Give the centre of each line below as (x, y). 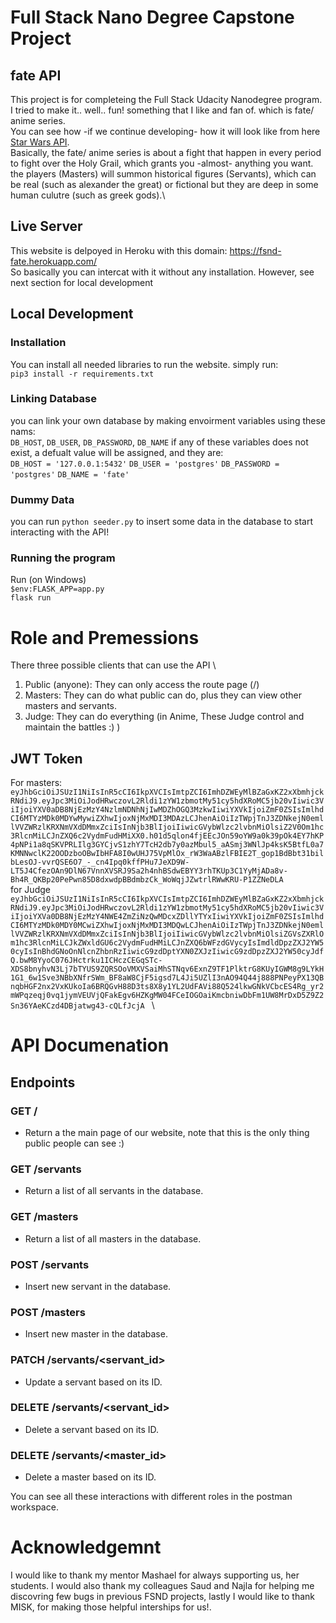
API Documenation (90, 1045)
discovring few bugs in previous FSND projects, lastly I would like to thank (162, 1597)
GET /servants (46, 1169)
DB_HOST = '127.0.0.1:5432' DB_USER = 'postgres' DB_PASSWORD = (145, 464)
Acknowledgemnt (86, 1547)
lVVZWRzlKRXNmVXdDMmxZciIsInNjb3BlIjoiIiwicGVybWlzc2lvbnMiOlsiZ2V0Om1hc (167, 827)
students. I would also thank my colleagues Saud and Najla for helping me (162, 1586)
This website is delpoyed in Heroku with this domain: (119, 250)
